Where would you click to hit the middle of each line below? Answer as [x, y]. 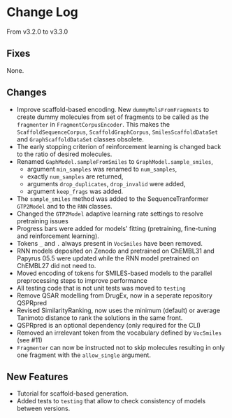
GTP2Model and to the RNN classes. [64, 206]
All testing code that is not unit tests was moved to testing [101, 288]
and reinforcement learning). [58, 236]
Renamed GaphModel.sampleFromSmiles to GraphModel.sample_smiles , [115, 161]
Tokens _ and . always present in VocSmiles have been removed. [110, 243]
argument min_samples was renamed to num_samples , [102, 169]
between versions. [43, 409]
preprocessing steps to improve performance [82, 280]
